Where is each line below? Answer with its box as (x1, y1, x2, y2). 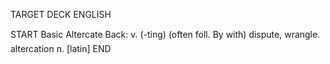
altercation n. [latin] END (10, 43, 112, 54)
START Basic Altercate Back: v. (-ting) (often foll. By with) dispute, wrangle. (10, 29, 321, 40)
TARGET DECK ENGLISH (10, 9, 112, 20)
